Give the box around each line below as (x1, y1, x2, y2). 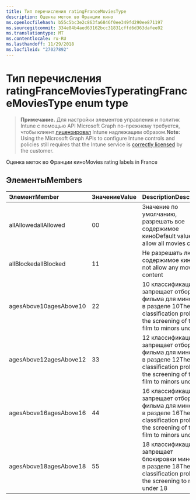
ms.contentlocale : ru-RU (6, 36, 66, 42)
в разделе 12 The (142, 355, 191, 363)
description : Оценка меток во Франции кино (6, 14, 114, 20)
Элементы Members (6, 175, 83, 185)
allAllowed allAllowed (9, 220, 65, 229)
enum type (75, 96, 128, 110)
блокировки (142, 454, 177, 463)
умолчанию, (142, 210, 177, 218)
